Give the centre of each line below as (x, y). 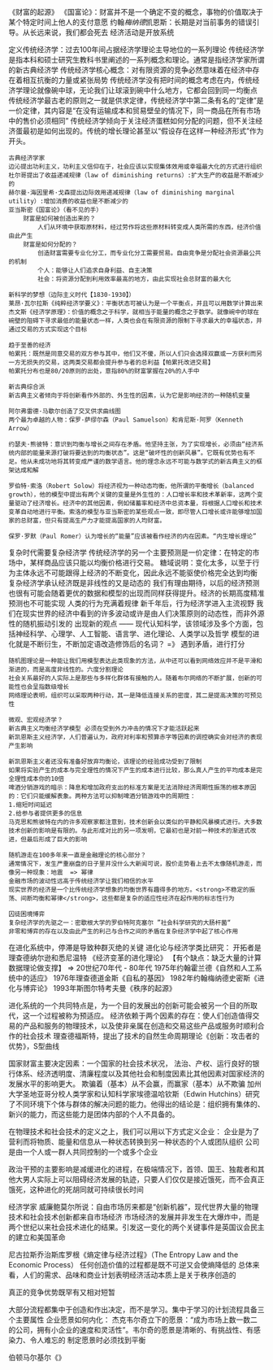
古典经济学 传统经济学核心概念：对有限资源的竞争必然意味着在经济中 (137, 70)
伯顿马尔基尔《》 (37, 1357)
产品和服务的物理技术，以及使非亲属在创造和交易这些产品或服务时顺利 (140, 1026)
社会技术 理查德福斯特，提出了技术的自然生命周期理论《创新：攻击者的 (141, 1036)
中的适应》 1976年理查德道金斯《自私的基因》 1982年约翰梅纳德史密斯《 (136, 978)
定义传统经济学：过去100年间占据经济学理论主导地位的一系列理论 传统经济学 (136, 50)
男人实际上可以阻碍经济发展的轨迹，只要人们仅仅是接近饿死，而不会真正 (143, 1179)
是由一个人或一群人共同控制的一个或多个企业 (83, 1152)
